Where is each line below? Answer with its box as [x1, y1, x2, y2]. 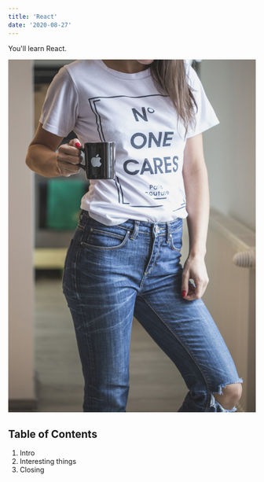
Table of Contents [8, 427, 98, 440]
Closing [19, 465, 45, 475]
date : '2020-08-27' [8, 20, 72, 29]
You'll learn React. [8, 43, 67, 53]
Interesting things [19, 457, 77, 466]
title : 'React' [8, 13, 58, 20]
